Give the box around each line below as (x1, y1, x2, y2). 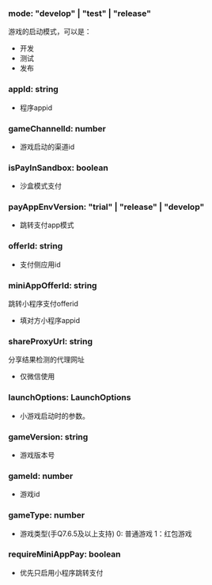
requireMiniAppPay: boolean (8, 549, 121, 560)
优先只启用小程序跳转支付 (19, 568, 104, 577)
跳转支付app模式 (19, 220, 74, 230)
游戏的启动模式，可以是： (8, 27, 92, 36)
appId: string (8, 84, 59, 95)
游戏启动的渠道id (19, 142, 75, 151)
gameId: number (8, 470, 74, 481)
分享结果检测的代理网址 (8, 355, 85, 364)
